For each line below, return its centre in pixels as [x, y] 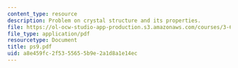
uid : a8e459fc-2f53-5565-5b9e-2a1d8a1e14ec [73, 54]
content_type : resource [42, 14]
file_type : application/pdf [49, 34]
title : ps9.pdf [30, 47]
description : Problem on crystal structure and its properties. [104, 21]
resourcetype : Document [42, 40]
